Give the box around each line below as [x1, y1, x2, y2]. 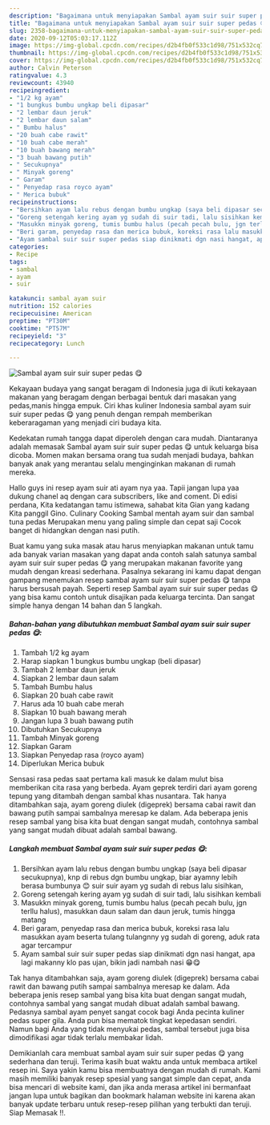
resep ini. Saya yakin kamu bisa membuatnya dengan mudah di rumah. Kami [9, 1066, 261, 1075]
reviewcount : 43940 [9, 79, 75, 87]
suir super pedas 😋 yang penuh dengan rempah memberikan [9, 410, 212, 419]
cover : [9, 57, 31, 65]
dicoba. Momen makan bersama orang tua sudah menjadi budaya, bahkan [9, 451, 255, 460]
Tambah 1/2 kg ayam [20, 648, 90, 658]
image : [9, 42, 31, 50]
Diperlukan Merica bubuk [20, 759, 105, 768]
